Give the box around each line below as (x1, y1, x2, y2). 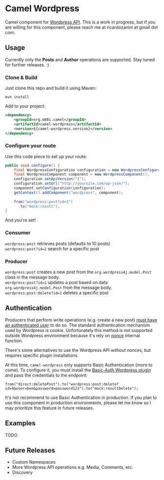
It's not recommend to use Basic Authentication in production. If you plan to (5, 394, 157, 400)
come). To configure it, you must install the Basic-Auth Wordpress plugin (5, 367, 151, 373)
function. (5, 338, 23, 344)
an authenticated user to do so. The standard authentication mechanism (5, 322, 150, 328)
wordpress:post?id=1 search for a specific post (5, 245, 99, 252)
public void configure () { (5, 163, 60, 168)
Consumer (5, 229, 31, 236)
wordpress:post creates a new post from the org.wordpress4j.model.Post (5, 269, 152, 275)
